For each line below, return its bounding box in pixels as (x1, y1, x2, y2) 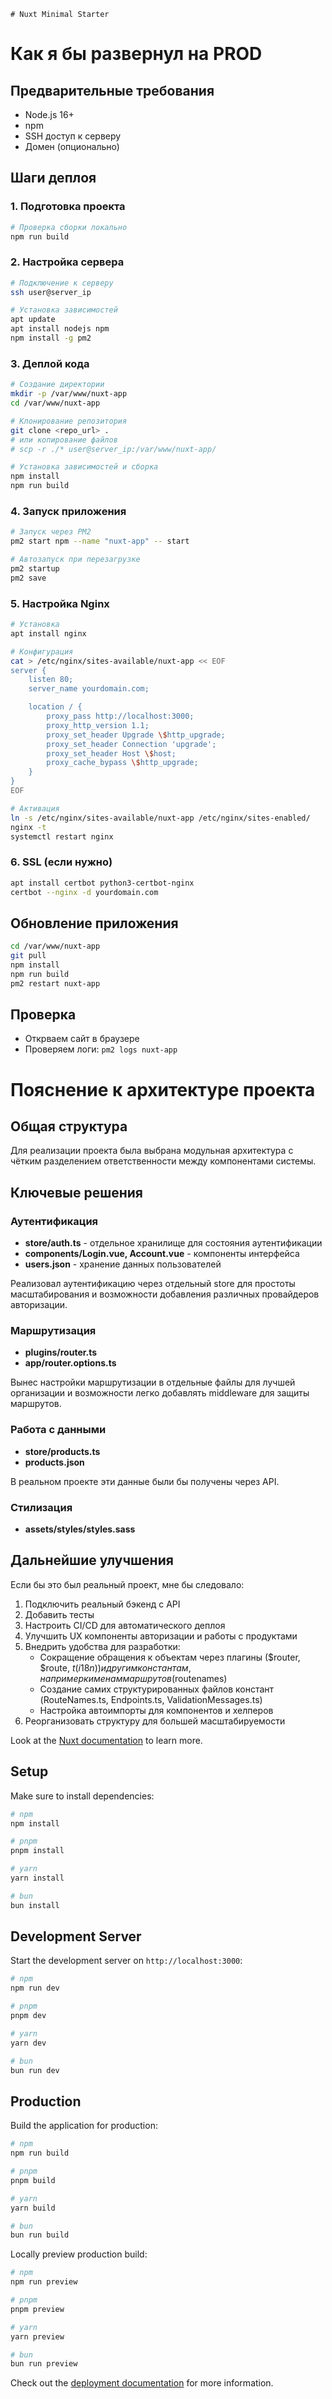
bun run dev (10, 2065, 60, 2075)
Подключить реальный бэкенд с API (24, 1598, 181, 1610)
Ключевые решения (10, 1184, 143, 1201)
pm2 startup (10, 563, 60, 574)
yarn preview (10, 2331, 65, 2342)
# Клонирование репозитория (10, 416, 128, 426)
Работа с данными (10, 1423, 107, 1437)
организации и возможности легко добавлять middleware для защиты (10, 1387, 310, 1399)
